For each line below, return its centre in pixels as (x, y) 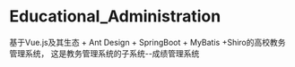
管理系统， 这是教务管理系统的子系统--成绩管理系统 (104, 53)
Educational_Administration (115, 17)
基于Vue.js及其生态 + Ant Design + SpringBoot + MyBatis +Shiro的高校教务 (147, 42)
